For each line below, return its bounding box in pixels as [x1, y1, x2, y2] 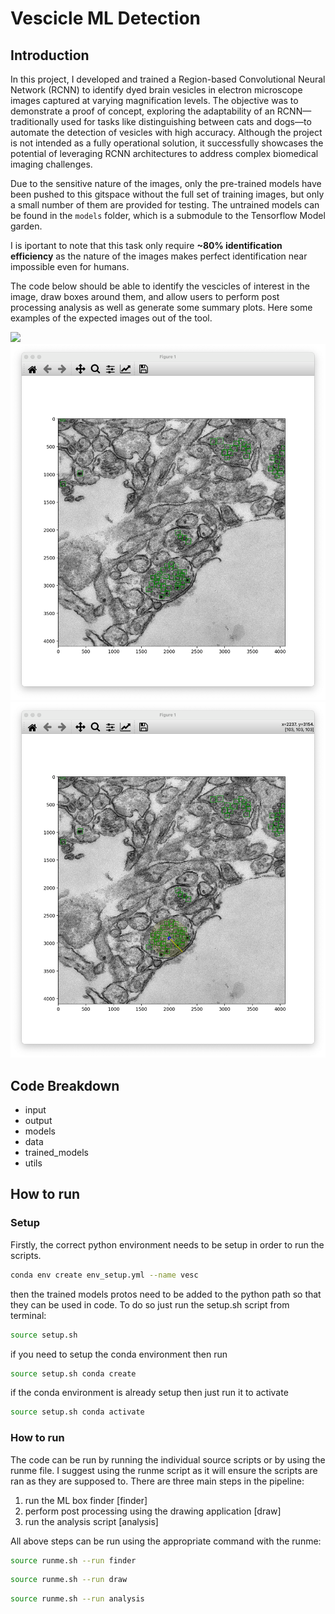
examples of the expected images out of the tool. [10, 312, 213, 324]
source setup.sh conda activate [10, 1407, 145, 1417]
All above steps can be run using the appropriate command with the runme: [10, 1535, 322, 1547]
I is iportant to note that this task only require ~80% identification [10, 240, 283, 251]
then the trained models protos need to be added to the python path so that [10, 1288, 322, 1300]
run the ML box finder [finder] [24, 1494, 148, 1506]
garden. [10, 220, 43, 232]
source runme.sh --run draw [10, 1575, 128, 1585]
